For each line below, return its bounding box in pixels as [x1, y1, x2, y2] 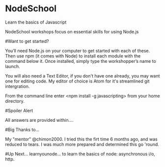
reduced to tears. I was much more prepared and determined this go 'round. [5, 141, 160, 147]
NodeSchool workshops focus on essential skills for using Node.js [5, 28, 139, 34]
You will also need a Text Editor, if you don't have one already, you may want [5, 73, 160, 79]
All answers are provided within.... [5, 117, 74, 123]
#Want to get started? [5, 38, 49, 44]
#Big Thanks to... [5, 126, 40, 133]
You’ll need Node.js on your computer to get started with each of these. [5, 48, 150, 54]
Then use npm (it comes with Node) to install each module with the [5, 53, 141, 59]
